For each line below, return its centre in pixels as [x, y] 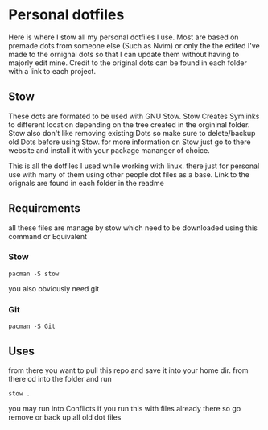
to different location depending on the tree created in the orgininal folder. [129, 124]
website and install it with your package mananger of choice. [109, 150]
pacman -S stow [34, 274]
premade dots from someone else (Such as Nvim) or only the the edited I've [134, 45]
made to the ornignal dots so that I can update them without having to [124, 54]
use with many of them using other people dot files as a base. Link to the [129, 174]
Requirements [44, 208]
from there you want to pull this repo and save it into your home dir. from [128, 370]
